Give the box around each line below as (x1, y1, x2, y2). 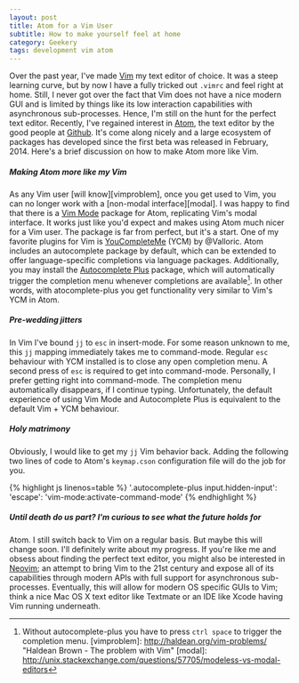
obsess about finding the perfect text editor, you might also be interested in (9, 553, 286, 564)
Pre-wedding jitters (9, 315, 83, 325)
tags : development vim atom (9, 46, 114, 55)
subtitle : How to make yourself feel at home (9, 29, 181, 38)
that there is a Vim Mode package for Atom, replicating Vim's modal (9, 208, 258, 219)
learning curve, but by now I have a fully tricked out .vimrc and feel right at (9, 80, 284, 91)
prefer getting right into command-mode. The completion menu (9, 374, 242, 385)
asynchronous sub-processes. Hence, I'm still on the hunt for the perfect (9, 108, 277, 119)
